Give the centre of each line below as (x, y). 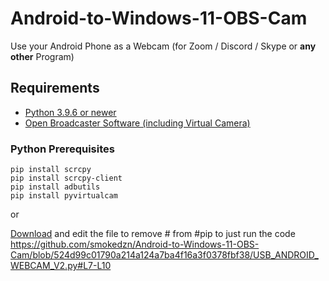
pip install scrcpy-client (66, 178)
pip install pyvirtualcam (64, 196)
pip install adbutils (55, 187)
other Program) (42, 56)
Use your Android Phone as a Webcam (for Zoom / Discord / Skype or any (163, 46)
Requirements (55, 88)
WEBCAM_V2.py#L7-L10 (61, 266)
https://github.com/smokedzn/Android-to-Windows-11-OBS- (135, 244)
